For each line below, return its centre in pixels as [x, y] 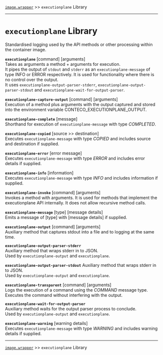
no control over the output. [32, 79]
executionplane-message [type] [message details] [54, 212]
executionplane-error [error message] [44, 153]
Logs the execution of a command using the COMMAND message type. [76, 290]
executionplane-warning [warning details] [47, 323]
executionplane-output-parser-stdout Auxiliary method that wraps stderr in [81, 265]
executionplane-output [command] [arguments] [53, 227]
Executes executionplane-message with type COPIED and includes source [78, 139]
